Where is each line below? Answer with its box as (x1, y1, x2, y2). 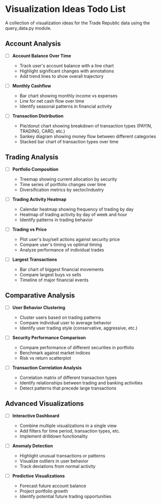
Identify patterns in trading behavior (19, 217, 93, 223)
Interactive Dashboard (12, 413, 60, 419)
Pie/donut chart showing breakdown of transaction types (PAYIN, (19, 123, 152, 128)
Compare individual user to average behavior (19, 319, 112, 325)
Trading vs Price (12, 226, 47, 232)
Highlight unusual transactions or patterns (19, 452, 105, 458)
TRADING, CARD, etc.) (19, 128, 65, 134)
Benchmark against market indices (19, 350, 90, 356)
